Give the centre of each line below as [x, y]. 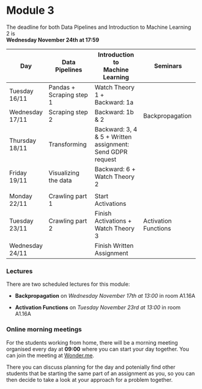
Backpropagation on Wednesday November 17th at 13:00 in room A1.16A [105, 296]
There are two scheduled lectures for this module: [68, 284]
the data [60, 180]
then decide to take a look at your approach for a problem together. [90, 379]
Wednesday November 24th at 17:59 [53, 40]
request [106, 159]
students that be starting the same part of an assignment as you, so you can [101, 373]
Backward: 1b [114, 112]
